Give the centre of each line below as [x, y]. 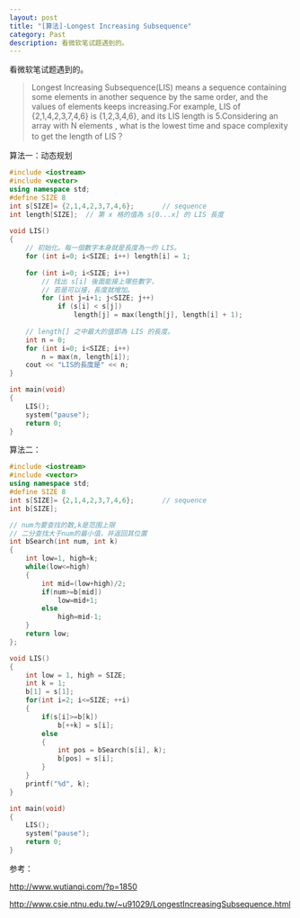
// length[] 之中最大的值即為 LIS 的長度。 [100, 331]
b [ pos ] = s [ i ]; [86, 759]
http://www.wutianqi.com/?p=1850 [73, 886]
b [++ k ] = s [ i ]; [86, 725]
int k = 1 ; [46, 684]
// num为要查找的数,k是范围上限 [62, 525]
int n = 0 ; [46, 340]
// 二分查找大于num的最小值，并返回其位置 [79, 533]
